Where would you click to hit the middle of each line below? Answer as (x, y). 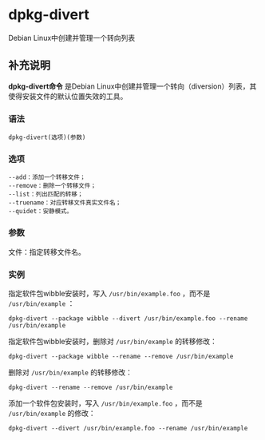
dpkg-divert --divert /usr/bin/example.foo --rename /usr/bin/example (128, 428)
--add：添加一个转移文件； (47, 177)
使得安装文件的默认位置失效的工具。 (68, 96)
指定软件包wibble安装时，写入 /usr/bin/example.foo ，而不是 (109, 293)
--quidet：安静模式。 (41, 212)
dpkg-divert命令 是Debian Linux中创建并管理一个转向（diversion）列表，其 (132, 86)
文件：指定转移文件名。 (47, 252)
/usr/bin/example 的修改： (52, 413)
